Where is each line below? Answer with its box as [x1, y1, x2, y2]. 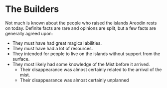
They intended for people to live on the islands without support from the [12, 51, 161, 57]
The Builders [5, 3, 59, 15]
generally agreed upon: [5, 30, 53, 36]
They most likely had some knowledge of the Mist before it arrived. [12, 61, 150, 67]
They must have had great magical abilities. [12, 40, 102, 46]
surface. [12, 56, 30, 62]
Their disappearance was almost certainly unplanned [19, 77, 129, 83]
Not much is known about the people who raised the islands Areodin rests [5, 20, 157, 26]
